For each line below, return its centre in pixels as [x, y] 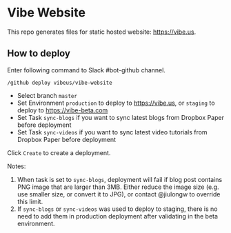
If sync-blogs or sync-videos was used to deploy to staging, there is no [117, 209]
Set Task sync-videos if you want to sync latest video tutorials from [112, 132]
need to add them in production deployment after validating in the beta [118, 216]
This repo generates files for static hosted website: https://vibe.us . [102, 32]
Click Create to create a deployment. [59, 152]
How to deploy [39, 53]
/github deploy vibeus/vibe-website [60, 83]
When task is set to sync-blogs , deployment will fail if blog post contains [120, 179]
